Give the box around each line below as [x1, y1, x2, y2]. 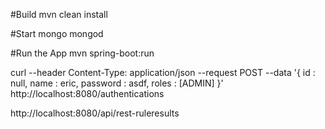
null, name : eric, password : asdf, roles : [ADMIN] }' [10, 77, 224, 89]
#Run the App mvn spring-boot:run [10, 47, 155, 59]
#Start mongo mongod [10, 28, 104, 39]
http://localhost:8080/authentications [10, 88, 165, 99]
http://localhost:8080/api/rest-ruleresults [10, 107, 180, 119]
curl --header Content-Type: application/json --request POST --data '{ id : [10, 67, 316, 78]
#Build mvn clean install [10, 9, 108, 20]
